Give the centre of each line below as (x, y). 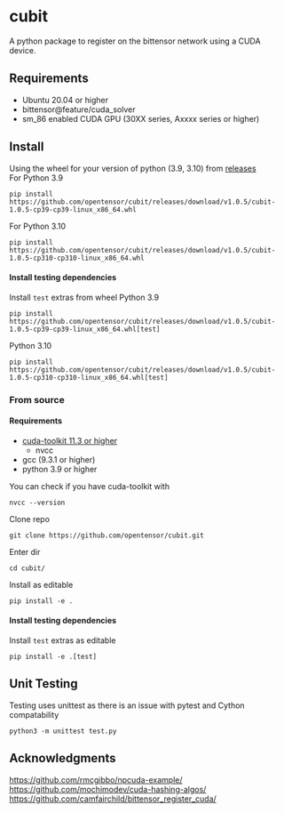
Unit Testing (43, 684)
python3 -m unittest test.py (63, 731)
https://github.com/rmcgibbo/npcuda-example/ (96, 779)
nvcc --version (37, 503)
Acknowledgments (63, 758)
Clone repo (30, 519)
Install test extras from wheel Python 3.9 (84, 297)
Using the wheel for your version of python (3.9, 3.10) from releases (133, 168)
